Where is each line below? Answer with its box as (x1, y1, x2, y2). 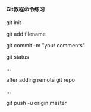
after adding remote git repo (6, 76, 76, 84)
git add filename (6, 30, 46, 38)
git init (6, 19, 22, 26)
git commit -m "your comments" (6, 42, 85, 49)
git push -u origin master (6, 100, 67, 107)
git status (6, 53, 29, 60)
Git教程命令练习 (6, 5, 45, 12)
